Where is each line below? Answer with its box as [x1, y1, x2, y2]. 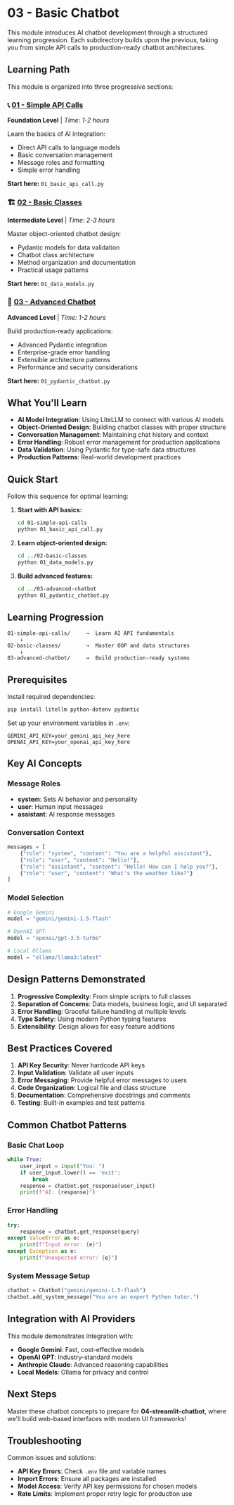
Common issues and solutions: [7, 1454, 96, 1462]
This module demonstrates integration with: [7, 1332, 134, 1340]
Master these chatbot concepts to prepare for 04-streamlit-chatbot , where [7, 1407, 227, 1416]
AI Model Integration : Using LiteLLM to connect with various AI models [17, 416, 224, 424]
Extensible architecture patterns [17, 355, 110, 364]
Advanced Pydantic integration [17, 340, 108, 349]
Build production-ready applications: [7, 326, 114, 335]
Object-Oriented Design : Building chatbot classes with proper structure [17, 423, 226, 431]
